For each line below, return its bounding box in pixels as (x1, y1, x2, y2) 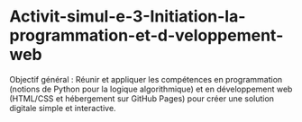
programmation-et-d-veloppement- (9, 25, 284, 46)
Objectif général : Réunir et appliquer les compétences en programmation (9, 74, 283, 84)
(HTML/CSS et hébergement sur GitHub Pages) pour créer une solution (9, 92, 275, 104)
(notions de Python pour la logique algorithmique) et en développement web (9, 83, 293, 94)
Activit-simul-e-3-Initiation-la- (9, 6, 246, 27)
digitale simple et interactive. (9, 102, 116, 113)
